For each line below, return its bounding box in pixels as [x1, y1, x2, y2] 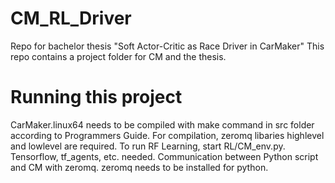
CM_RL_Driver [10, 7, 132, 30]
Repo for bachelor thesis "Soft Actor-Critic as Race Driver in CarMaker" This [10, 40, 325, 52]
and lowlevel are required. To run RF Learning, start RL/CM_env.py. [10, 140, 286, 152]
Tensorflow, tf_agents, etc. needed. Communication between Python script [10, 150, 319, 162]
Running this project [10, 86, 183, 109]
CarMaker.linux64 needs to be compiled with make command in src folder [10, 118, 315, 131]
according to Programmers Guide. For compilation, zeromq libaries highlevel [10, 129, 325, 141]
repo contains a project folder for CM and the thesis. [10, 50, 227, 62]
